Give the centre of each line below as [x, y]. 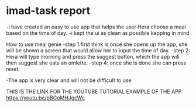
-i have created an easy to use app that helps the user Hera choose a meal [96, 27]
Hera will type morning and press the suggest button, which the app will [93, 56]
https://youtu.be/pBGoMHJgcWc [46, 98]
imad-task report [48, 11]
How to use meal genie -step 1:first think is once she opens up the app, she [97, 44]
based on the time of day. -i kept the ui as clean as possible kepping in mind [98, 33]
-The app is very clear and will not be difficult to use [69, 80]
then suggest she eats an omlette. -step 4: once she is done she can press [96, 63]
